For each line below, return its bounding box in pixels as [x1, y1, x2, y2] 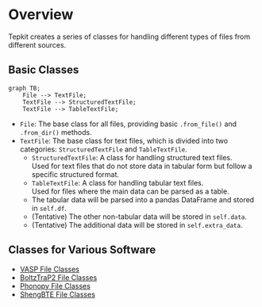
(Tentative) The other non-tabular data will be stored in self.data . [31, 212, 248, 221]
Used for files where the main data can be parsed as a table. [31, 186, 229, 196]
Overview [8, 6, 74, 24]
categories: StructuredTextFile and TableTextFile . [19, 144, 188, 154]
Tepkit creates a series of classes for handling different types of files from [8, 32, 251, 41]
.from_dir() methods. [19, 127, 93, 136]
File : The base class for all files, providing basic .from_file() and [19, 119, 237, 129]
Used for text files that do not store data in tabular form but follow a [31, 161, 252, 171]
